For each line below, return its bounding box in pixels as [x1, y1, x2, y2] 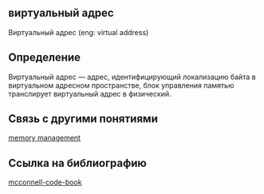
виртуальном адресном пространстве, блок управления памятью [8, 80, 234, 90]
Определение [8, 51, 81, 65]
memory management [8, 133, 81, 143]
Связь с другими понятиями [8, 112, 158, 126]
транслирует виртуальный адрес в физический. [8, 89, 171, 98]
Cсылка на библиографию [8, 156, 148, 170]
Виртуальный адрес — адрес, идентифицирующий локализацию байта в [8, 72, 257, 81]
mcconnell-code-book [8, 177, 82, 187]
